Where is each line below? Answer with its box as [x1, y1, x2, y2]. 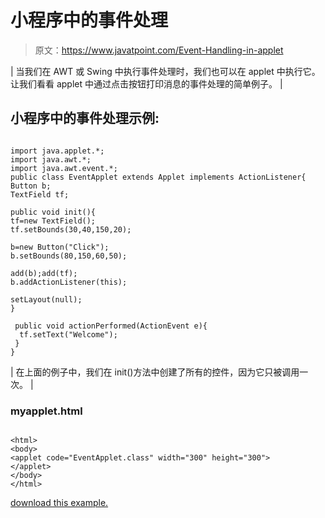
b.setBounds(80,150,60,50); [10, 251, 128, 261]
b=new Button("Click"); [10, 242, 110, 252]
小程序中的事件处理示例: [10, 110, 160, 127]
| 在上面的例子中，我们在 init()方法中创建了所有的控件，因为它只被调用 [10, 366, 300, 378]
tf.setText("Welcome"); [19, 329, 118, 340]
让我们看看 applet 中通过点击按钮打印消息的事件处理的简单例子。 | [10, 77, 283, 90]
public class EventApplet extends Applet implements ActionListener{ [10, 172, 307, 182]
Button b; [10, 181, 52, 191]
